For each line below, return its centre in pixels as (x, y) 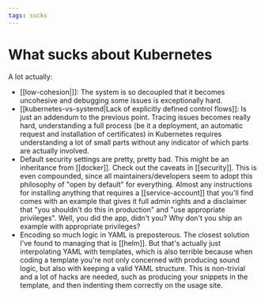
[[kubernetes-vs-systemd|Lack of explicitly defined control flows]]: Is (133, 108)
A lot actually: (30, 77)
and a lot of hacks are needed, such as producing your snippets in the (134, 277)
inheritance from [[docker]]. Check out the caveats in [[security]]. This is (138, 168)
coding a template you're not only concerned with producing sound (129, 260)
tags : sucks (28, 15)
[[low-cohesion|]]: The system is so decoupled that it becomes (122, 92)
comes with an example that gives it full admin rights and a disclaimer (133, 201)
